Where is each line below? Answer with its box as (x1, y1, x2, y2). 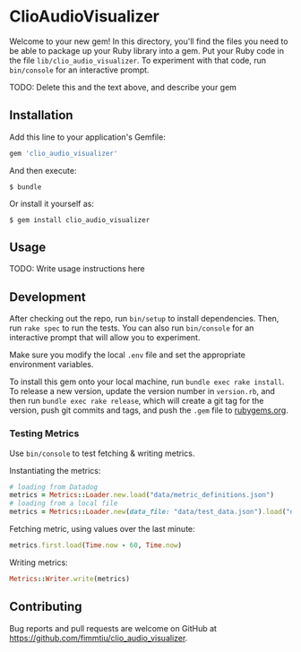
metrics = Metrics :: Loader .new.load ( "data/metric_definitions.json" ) (9, 491, 275, 500)
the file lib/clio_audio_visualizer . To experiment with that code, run (9, 55, 267, 65)
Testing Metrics (9, 427, 80, 440)
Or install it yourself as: (9, 198, 94, 209)
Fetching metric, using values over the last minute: (9, 524, 195, 535)
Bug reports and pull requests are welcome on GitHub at (9, 622, 218, 633)
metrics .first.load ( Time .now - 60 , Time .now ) (9, 541, 182, 550)
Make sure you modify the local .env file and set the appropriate (9, 349, 246, 360)
